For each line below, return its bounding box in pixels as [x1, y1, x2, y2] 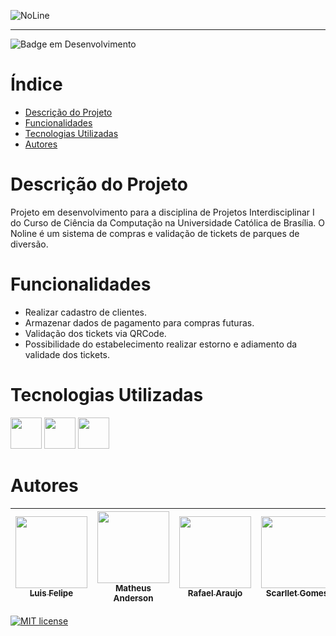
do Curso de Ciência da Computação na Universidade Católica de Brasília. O [10, 216, 326, 229]
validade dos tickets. [24, 348, 111, 360]
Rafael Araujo [187, 587, 243, 599]
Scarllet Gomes [265, 587, 329, 599]
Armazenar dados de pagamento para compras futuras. [24, 316, 255, 329]
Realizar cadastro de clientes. [24, 306, 148, 318]
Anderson [113, 592, 154, 604]
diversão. [10, 238, 49, 250]
